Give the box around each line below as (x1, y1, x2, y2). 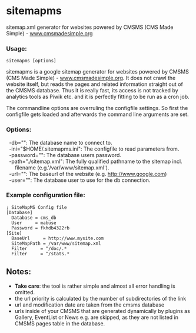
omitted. (14, 288, 35, 295)
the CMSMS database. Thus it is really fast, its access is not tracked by (6, 87, 178, 94)
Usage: (6, 44, 28, 52)
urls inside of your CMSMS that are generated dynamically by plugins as (14, 307, 190, 314)
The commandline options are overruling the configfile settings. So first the (6, 105, 188, 112)
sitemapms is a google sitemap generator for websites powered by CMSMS (6, 68, 190, 75)
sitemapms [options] (6, 58, 57, 64)
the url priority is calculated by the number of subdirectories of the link (14, 295, 187, 302)
